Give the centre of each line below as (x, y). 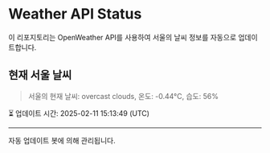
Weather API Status (75, 14)
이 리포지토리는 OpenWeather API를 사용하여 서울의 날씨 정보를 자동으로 (123, 37)
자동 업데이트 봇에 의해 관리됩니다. (62, 140)
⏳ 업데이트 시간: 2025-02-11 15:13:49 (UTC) (79, 113)
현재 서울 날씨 (40, 75)
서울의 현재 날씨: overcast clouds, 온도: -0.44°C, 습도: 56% (123, 96)
